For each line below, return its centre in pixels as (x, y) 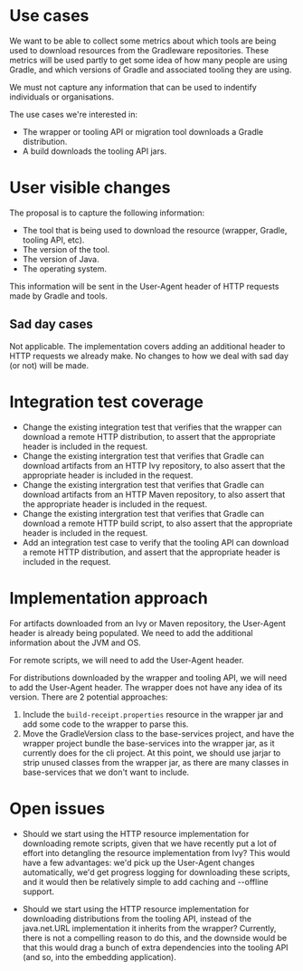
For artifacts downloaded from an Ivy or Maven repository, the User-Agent (148, 623)
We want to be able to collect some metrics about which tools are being (143, 41)
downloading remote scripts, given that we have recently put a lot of (150, 843)
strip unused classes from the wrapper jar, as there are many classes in (156, 762)
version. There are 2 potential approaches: (89, 697)
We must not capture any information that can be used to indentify (133, 87)
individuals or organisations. (62, 97)
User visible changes (90, 188)
